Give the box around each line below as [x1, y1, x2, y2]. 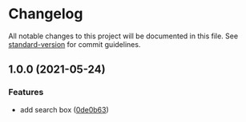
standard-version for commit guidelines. [8, 39, 141, 49]
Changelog [8, 5, 83, 23]
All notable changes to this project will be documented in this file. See [8, 31, 239, 41]
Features [8, 87, 44, 98]
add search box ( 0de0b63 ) [19, 104, 110, 114]
